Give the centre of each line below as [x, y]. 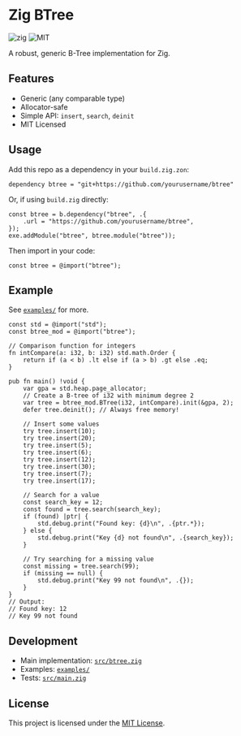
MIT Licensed [43, 124]
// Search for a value [61, 496]
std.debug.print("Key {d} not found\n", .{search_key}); [136, 538]
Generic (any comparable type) [73, 98]
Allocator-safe [44, 106]
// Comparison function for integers [72, 346]
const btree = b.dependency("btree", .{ [78, 214]
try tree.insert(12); [59, 460]
